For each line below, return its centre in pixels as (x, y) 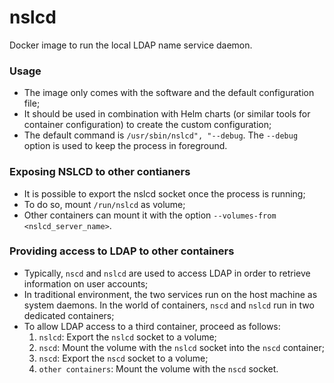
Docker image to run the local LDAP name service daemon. (131, 45)
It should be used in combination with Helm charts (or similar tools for (167, 114)
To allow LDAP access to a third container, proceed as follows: (152, 326)
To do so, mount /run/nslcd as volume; (104, 204)
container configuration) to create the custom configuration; (147, 125)
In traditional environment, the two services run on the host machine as (170, 294)
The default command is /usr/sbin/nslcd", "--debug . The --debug (161, 135)
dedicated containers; (69, 315)
